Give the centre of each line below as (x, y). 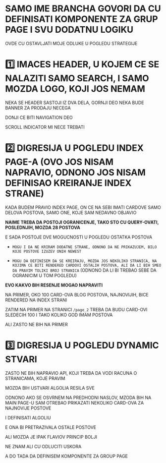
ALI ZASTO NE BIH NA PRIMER (37, 324)
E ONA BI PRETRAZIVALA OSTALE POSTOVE (51, 427)
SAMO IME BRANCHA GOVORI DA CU (83, 9)
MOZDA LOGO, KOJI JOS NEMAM (75, 89)
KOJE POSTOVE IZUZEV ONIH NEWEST (47, 251)
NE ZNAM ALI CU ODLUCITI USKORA (43, 446)
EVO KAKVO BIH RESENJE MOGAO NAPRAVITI (54, 285)
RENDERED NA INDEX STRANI (36, 300)
